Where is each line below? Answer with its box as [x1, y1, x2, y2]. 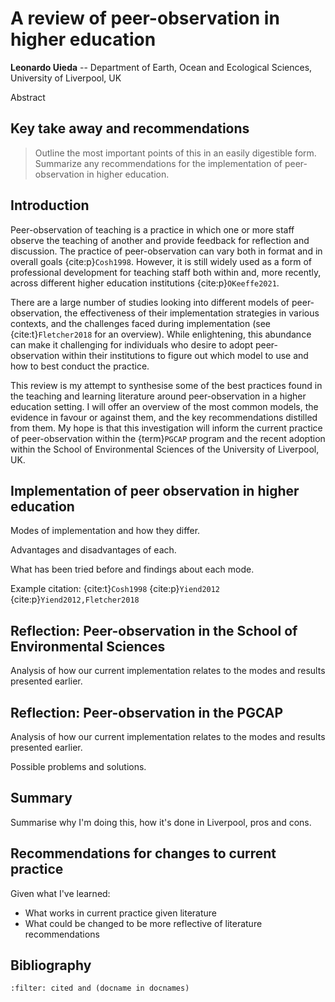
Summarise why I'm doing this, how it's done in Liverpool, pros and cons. [10, 816, 312, 828]
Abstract [10, 91, 46, 103]
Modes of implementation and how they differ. [10, 525, 201, 537]
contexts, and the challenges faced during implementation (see [10, 317, 272, 329]
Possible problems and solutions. [10, 761, 147, 772]
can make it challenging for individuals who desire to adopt [10, 338, 253, 351]
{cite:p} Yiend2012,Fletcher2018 [10, 593, 140, 606]
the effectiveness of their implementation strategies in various [64, 307, 320, 319]
